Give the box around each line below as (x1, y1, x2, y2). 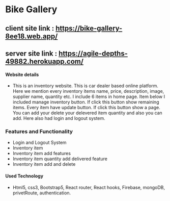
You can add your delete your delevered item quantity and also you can (12, 110, 163, 116)
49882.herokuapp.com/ (5, 57, 84, 66)
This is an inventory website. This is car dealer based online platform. (12, 83, 159, 89)
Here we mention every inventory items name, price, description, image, (12, 88, 164, 94)
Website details (5, 71, 39, 78)
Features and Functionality (5, 128, 73, 135)
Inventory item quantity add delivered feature (12, 156, 108, 162)
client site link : (5, 24, 54, 33)
